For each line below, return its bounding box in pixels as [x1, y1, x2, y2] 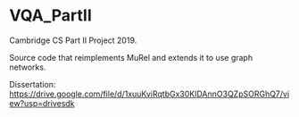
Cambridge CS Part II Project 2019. [9, 35, 137, 46]
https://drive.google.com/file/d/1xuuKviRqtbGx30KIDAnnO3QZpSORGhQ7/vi [9, 88, 290, 99]
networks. [9, 62, 46, 72]
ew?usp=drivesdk [9, 97, 75, 108]
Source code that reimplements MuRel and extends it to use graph [9, 52, 253, 63]
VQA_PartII [9, 5, 92, 26]
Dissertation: [9, 79, 56, 89]
